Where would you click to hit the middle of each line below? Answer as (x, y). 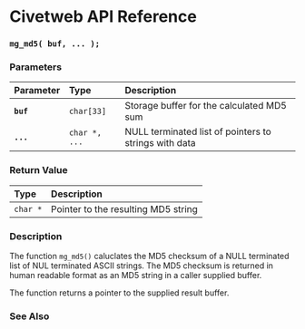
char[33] (88, 111)
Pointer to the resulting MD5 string (124, 208)
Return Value (39, 170)
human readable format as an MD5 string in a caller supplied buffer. (136, 275)
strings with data (160, 143)
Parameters (35, 67)
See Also (30, 316)
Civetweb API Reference (103, 17)
